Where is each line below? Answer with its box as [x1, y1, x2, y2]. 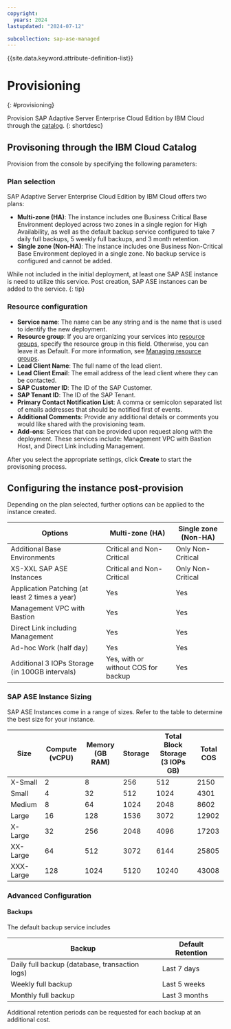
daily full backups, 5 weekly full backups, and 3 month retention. [16, 235, 201, 243]
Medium [10, 799, 37, 809]
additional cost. [7, 1015, 51, 1024]
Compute [45, 744, 77, 753]
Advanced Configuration [7, 891, 91, 900]
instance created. [7, 508, 57, 516]
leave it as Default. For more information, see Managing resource [16, 346, 201, 355]
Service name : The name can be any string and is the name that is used [16, 318, 222, 326]
